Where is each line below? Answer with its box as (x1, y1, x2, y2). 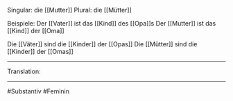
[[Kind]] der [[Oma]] (7, 27, 64, 35)
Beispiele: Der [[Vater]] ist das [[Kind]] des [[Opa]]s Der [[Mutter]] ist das (7, 19, 216, 27)
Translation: (7, 67, 41, 75)
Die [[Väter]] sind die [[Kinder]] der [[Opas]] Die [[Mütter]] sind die (7, 40, 198, 48)
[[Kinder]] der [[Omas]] (7, 48, 74, 55)
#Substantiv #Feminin (7, 87, 69, 95)
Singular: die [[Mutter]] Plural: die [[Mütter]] (7, 6, 132, 14)
